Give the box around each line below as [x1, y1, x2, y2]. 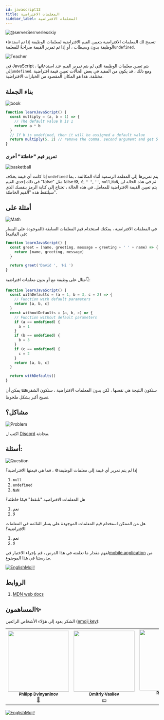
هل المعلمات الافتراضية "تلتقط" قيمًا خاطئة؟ [5, 496, 86, 502]
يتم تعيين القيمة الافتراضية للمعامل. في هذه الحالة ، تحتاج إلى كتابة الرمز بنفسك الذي [5, 184, 157, 190]
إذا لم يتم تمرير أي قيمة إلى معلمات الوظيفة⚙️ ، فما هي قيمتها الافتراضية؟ [5, 467, 138, 473]
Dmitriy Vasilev [89, 691, 120, 697]
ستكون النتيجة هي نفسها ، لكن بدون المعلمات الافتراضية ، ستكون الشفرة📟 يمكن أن [5, 387, 157, 393]
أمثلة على [5, 203, 31, 212]
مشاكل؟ [5, 408, 28, 417]
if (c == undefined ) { [14, 346, 60, 351]
